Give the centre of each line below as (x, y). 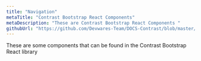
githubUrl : (20, 28)
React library (22, 52)
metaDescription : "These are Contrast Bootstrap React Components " (93, 23)
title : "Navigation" (32, 12)
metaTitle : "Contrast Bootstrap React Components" (71, 17)
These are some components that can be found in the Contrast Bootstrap (96, 45)
